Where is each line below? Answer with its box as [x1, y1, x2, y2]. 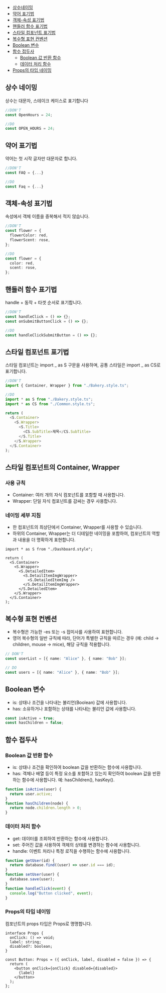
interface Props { [5, 931, 44, 936]
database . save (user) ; [10, 877, 55, 882]
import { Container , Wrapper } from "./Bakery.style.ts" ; [5, 383, 129, 388]
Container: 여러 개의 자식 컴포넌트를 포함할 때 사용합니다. [12, 492, 125, 498]
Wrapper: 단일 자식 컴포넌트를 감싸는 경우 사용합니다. [12, 498, 118, 504]
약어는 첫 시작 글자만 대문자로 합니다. [5, 155, 78, 162]
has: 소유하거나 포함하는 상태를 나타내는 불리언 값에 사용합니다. [12, 705, 136, 711]
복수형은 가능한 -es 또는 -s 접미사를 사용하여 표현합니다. [12, 629, 123, 635]
